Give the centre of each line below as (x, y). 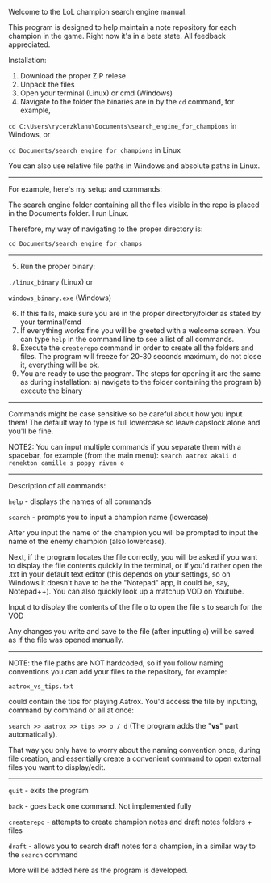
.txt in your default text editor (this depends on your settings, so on (120, 574)
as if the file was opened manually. (66, 640)
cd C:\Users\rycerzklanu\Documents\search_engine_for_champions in (123, 126)
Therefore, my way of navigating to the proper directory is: (106, 229)
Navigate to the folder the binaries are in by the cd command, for (127, 101)
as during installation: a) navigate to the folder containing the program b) (140, 382)
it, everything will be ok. (60, 365)
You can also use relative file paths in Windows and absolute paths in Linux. (134, 166)
